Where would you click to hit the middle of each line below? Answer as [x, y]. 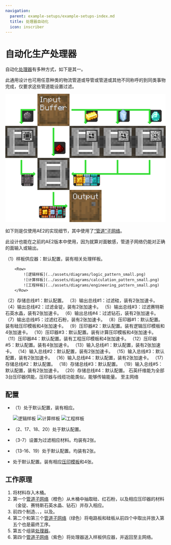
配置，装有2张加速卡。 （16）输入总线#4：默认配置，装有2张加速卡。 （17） [84, 358]
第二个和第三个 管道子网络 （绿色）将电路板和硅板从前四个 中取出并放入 [86, 518]
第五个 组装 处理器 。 [33, 531]
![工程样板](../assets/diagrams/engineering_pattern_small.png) [92, 285]
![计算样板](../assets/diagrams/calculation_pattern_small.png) [92, 280]
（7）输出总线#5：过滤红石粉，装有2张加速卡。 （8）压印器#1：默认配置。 [84, 320]
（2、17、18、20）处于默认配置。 [48, 429]
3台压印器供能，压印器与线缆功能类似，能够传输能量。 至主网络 [72, 377]
